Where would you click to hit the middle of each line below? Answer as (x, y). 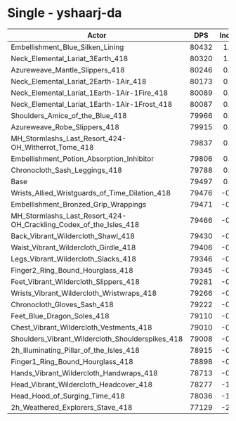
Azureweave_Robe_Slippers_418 (65, 127)
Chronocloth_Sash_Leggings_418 (67, 170)
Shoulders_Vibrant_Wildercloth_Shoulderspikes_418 (97, 339)
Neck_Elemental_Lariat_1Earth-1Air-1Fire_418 (90, 93)
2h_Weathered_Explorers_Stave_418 (72, 407)
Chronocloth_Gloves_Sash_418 (62, 304)
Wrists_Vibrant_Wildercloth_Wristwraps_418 (84, 293)
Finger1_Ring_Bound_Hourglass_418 (72, 361)
